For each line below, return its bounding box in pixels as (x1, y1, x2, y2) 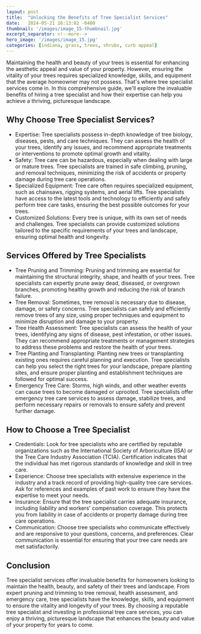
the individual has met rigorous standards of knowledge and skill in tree (14, 460, 193, 467)
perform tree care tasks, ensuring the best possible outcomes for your (14, 201, 190, 208)
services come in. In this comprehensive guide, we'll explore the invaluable (6, 84, 193, 92)
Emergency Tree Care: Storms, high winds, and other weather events (14, 382, 187, 389)
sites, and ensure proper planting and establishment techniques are (14, 368, 183, 376)
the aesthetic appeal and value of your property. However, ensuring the (6, 65, 184, 72)
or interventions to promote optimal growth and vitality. (14, 150, 152, 157)
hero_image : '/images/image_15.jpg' (6, 37, 98, 43)
